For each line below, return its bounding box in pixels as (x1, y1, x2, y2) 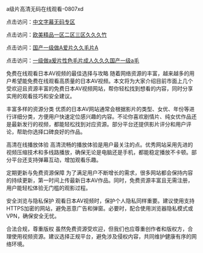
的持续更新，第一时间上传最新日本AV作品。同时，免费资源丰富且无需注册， (6, 177, 193, 184)
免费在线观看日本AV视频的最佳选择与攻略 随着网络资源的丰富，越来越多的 (6, 70, 190, 77)
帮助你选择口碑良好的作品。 (16, 128, 86, 135)
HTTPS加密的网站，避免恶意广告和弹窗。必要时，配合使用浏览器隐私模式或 (6, 205, 193, 212)
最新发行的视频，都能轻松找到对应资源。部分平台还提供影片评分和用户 (11, 121, 186, 127)
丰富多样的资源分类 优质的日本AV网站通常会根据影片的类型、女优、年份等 (6, 106, 190, 112)
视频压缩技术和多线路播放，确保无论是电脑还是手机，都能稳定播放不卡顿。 (6, 149, 192, 156)
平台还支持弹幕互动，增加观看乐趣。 (11, 157, 101, 163)
